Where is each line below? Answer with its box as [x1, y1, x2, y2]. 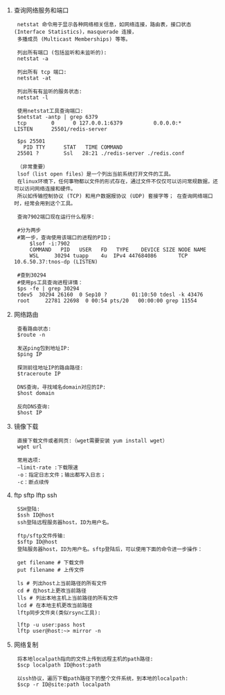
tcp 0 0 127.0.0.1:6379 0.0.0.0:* [17, 120, 182, 127]
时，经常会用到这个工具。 [13, 200, 76, 207]
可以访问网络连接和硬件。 [13, 185, 76, 192]
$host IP [17, 409, 43, 416]
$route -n [17, 331, 46, 338]
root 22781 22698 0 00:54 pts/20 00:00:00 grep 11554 [17, 297, 197, 304]
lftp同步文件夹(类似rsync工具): [17, 609, 101, 616]
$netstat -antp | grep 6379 [17, 113, 98, 120]
